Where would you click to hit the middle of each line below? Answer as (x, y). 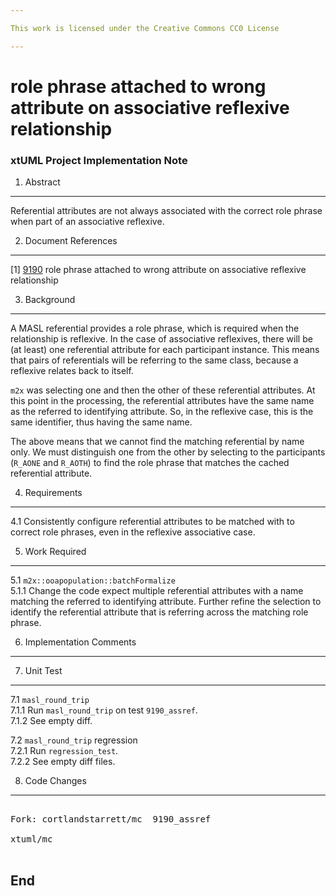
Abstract (42, 182)
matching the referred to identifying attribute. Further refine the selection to (166, 602)
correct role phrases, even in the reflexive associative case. (133, 532)
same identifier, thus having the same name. (101, 422)
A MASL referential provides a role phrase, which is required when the (155, 328)
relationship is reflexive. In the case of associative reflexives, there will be (161, 339)
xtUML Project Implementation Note (99, 160)
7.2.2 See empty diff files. (63, 762)
